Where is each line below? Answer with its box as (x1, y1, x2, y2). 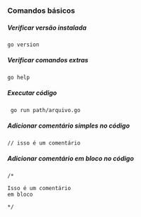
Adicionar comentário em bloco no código (7, 155, 135, 163)
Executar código (7, 89, 57, 97)
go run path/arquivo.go (10, 106, 81, 113)
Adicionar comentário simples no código (7, 121, 130, 130)
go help (7, 74, 30, 81)
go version (7, 41, 40, 48)
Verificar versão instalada (7, 23, 87, 32)
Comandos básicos (7, 6, 76, 16)
